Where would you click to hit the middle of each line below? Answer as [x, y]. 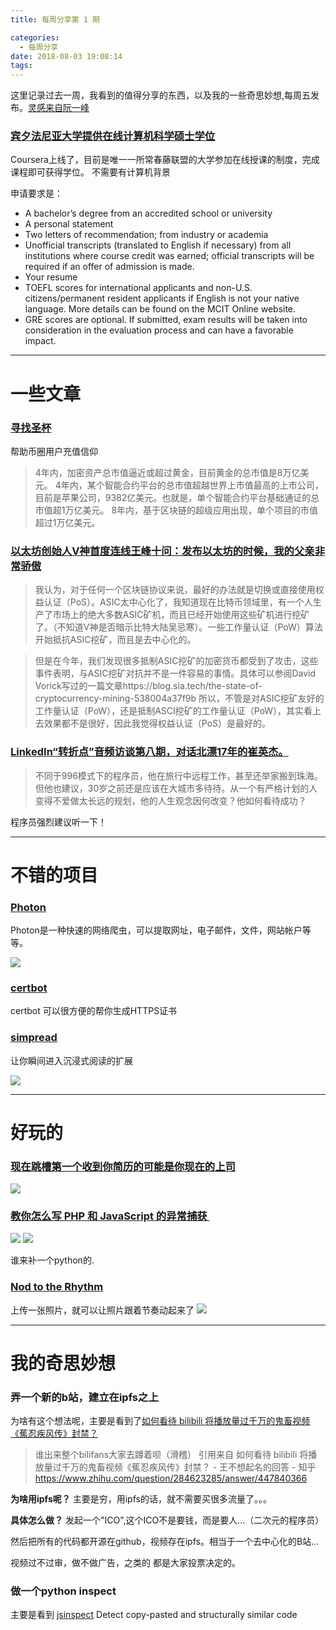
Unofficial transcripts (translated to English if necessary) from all [158, 245]
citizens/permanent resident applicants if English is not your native [162, 298]
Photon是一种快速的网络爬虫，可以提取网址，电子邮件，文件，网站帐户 [156, 930]
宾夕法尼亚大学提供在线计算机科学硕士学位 [113, 136]
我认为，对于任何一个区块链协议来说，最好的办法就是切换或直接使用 [175, 590]
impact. [40, 341]
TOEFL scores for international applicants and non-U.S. [138, 288]
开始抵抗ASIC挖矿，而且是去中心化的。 [115, 640]
